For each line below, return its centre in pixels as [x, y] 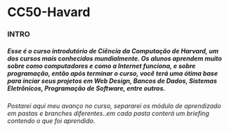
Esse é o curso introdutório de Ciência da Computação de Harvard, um [113, 51]
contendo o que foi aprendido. [51, 121]
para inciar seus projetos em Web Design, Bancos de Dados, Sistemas [112, 81]
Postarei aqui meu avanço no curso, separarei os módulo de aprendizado [114, 106]
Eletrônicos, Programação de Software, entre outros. [86, 88]
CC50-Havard [49, 12]
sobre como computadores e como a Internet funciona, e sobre [102, 66]
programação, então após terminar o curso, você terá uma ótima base [113, 73]
